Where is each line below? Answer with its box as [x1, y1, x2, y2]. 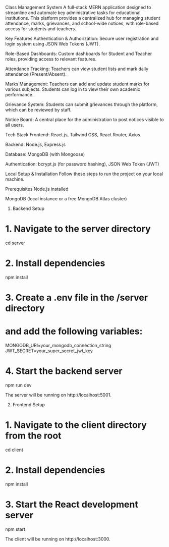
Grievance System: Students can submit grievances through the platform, [5, 101, 158, 107]
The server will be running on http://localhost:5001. [5, 392, 112, 398]
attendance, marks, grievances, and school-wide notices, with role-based [5, 20, 159, 26]
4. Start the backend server [5, 365, 123, 377]
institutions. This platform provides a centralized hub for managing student [5, 15, 160, 21]
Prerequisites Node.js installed [5, 186, 69, 192]
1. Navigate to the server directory [5, 223, 151, 235]
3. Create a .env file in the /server [5, 292, 148, 303]
